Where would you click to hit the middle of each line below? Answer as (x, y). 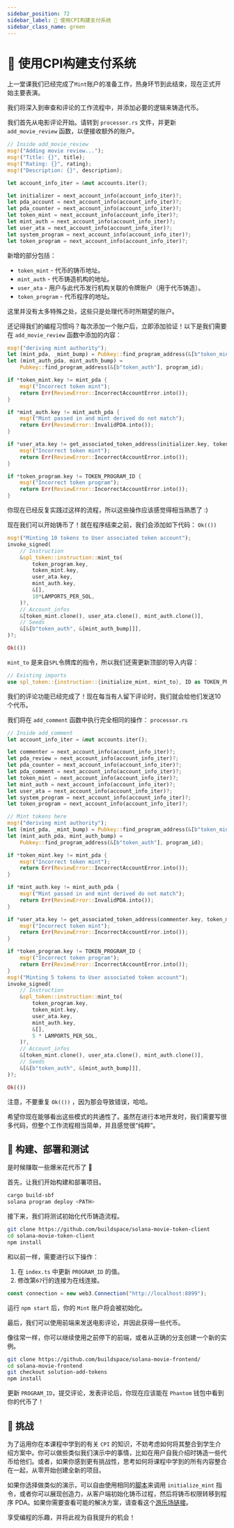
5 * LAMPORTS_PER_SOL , (65, 1036)
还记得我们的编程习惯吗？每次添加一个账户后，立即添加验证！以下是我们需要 (117, 326)
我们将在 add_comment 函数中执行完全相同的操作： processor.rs (97, 719)
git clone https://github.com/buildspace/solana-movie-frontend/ (104, 1359)
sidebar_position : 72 (39, 14)
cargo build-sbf (31, 1196)
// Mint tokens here (37, 817)
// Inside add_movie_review (48, 145)
